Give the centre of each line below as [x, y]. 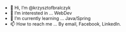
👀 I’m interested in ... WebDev [41, 13]
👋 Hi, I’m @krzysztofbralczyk [40, 8]
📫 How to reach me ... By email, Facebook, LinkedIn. [66, 24]
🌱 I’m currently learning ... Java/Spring [50, 18]
